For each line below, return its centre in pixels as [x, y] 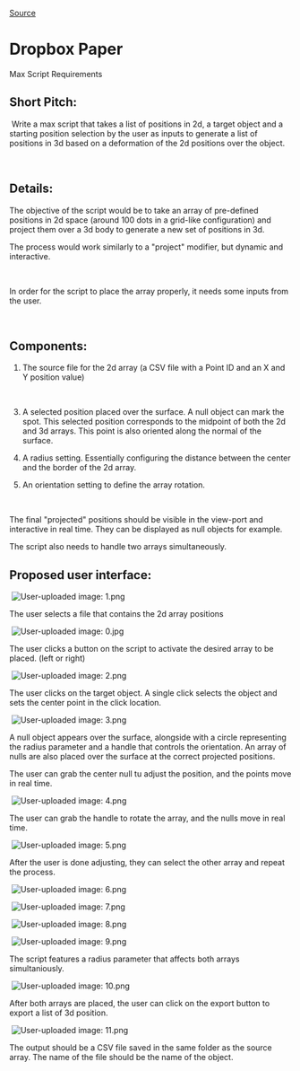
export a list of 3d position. [59, 1013]
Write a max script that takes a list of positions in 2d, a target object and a [147, 124]
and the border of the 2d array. [79, 468]
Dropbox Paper [66, 49]
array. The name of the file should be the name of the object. [121, 1058]
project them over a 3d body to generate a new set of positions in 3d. [137, 229]
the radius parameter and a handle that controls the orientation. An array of [148, 747]
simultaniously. [37, 969]
